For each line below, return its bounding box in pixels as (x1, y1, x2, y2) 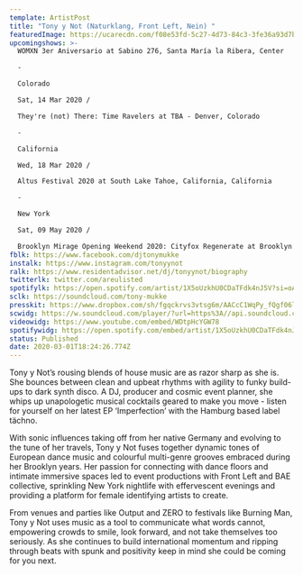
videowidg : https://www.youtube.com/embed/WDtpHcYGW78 (9, 317, 220, 326)
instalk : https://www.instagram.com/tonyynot (9, 259, 183, 268)
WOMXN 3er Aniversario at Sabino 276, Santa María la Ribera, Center (17, 47, 284, 56)
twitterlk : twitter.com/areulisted (9, 276, 143, 285)
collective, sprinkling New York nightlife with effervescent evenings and (9, 480, 276, 491)
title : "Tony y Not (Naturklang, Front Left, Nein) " (9, 22, 216, 31)
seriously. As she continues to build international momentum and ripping (9, 536, 279, 547)
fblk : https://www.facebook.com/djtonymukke (9, 250, 179, 260)
